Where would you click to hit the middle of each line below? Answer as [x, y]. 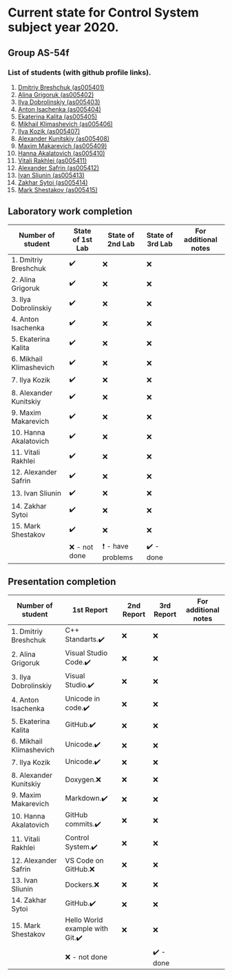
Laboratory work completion [70, 212]
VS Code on [84, 861]
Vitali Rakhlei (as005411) [52, 161]
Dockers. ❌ [82, 885]
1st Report [90, 610]
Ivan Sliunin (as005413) [51, 175]
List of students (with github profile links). [80, 72]
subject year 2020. [63, 27]
